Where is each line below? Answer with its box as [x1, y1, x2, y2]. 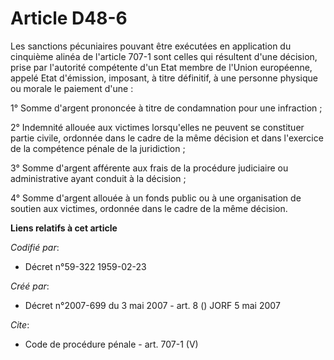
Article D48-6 [10, 7, 128, 30]
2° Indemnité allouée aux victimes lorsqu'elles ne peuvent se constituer [10, 121, 305, 133]
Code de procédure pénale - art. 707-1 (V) [24, 338, 199, 350]
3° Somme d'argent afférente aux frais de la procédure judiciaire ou [10, 162, 289, 174]
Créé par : [10, 280, 50, 292]
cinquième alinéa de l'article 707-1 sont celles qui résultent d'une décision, [10, 50, 318, 62]
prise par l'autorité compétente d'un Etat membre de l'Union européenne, [10, 61, 313, 73]
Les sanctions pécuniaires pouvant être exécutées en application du [10, 40, 292, 52]
